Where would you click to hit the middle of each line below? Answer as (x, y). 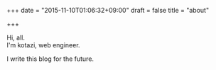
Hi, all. (16, 37)
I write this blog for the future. (50, 59)
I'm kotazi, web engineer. (43, 45)
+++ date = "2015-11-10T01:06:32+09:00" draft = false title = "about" (108, 10)
